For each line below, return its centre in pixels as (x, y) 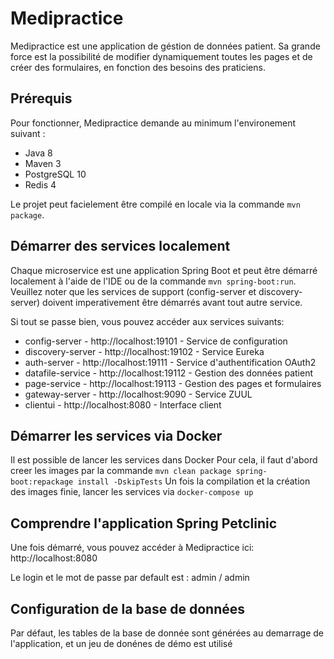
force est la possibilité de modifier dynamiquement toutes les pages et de (161, 56)
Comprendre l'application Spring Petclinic (144, 523)
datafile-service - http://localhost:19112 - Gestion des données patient (169, 373)
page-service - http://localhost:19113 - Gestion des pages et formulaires (173, 383)
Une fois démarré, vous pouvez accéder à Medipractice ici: (132, 548)
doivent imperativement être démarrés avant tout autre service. (172, 302)
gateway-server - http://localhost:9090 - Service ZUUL (138, 394)
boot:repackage (42, 482)
